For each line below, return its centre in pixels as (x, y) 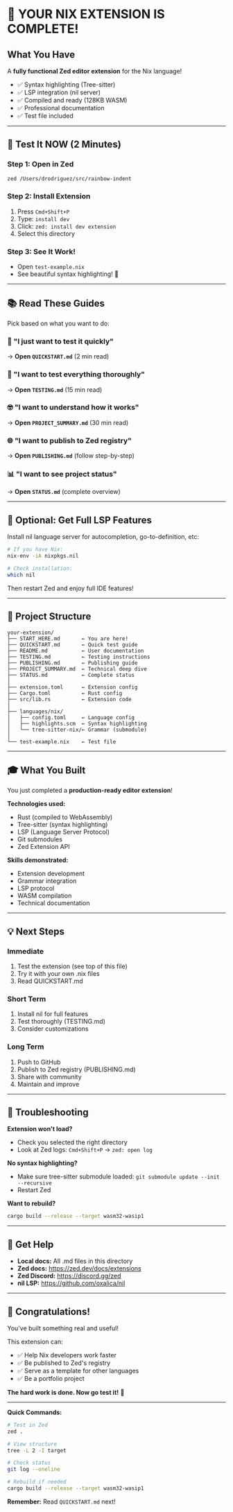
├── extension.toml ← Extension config (72, 687)
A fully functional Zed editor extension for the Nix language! (95, 71)
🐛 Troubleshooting (48, 1112)
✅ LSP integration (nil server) (59, 92)
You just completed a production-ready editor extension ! (90, 791)
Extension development (51, 874)
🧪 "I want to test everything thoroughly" (76, 375)
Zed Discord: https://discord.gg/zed (69, 1276)
